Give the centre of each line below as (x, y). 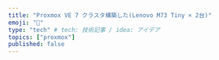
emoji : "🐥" (26, 23)
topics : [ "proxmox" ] (42, 37)
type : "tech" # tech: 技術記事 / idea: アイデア (84, 30)
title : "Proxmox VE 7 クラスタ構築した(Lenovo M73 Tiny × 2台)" (110, 15)
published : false (36, 44)
